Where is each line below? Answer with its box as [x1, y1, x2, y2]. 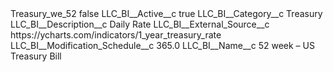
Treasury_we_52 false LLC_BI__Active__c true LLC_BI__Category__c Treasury [10, 8, 323, 19]
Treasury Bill [10, 50, 62, 62]
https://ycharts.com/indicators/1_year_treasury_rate [10, 29, 222, 41]
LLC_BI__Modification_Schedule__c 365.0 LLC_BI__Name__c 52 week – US [10, 40, 315, 51]
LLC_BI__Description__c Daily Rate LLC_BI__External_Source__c [10, 18, 270, 30]
